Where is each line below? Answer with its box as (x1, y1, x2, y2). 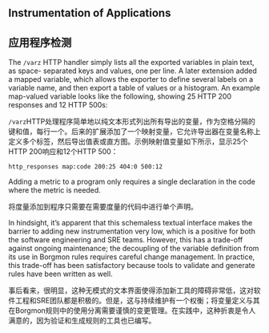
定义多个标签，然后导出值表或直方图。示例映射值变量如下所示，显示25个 (8, 136, 248, 147)
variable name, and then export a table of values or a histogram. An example (8, 83, 260, 93)
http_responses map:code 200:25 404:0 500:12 (8, 163, 163, 171)
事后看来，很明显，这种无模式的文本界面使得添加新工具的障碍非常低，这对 (8, 286, 254, 295)
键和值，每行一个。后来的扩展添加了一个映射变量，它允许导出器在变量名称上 (8, 127, 261, 136)
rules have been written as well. (8, 269, 114, 279)
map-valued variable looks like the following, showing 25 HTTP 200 (8, 91, 232, 101)
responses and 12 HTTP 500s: (8, 100, 108, 110)
